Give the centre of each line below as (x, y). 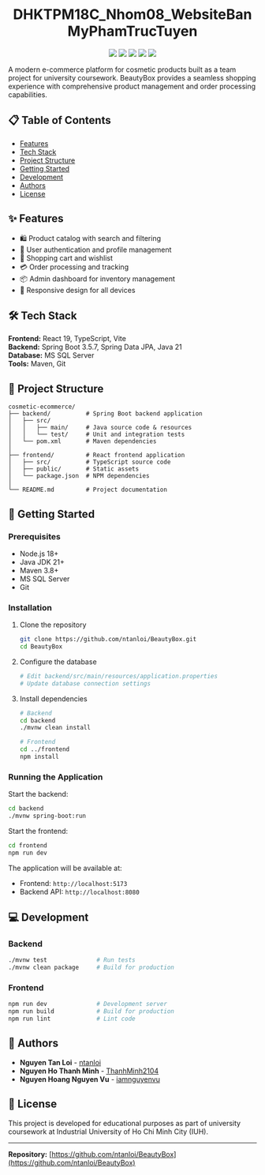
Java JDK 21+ (42, 561)
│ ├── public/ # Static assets (74, 469)
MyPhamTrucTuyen (132, 31)
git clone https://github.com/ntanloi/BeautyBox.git (108, 640)
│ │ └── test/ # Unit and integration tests (97, 435)
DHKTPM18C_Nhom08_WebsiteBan (132, 15)
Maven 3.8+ (39, 570)
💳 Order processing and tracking (74, 267)
